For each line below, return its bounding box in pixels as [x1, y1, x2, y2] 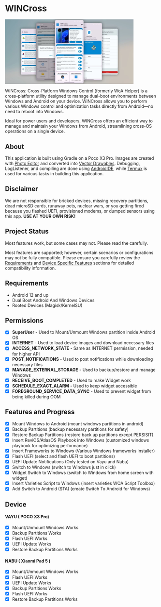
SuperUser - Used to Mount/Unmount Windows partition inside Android [12, 329, 156, 335]
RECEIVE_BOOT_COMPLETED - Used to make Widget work [12, 377, 132, 383]
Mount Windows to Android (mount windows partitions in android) [12, 421, 144, 426]
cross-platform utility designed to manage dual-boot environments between [5, 93, 156, 99]
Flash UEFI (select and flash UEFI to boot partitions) [12, 453, 115, 459]
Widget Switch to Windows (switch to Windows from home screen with [12, 470, 154, 476]
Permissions [5, 316, 44, 324]
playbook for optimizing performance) [12, 442, 88, 448]
